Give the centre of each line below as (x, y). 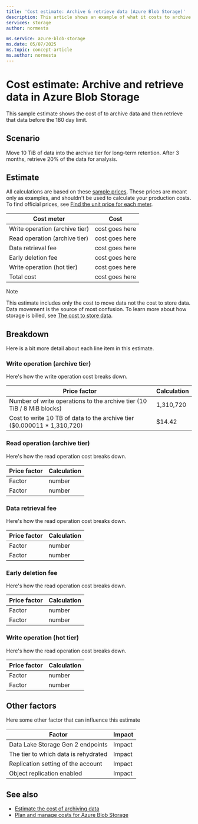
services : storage (29, 22)
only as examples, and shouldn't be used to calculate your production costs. (99, 198)
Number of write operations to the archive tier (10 (78, 401)
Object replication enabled (46, 774)
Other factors (32, 706)
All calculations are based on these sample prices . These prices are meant (97, 192)
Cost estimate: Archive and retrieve (95, 84)
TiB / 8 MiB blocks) (35, 409)
